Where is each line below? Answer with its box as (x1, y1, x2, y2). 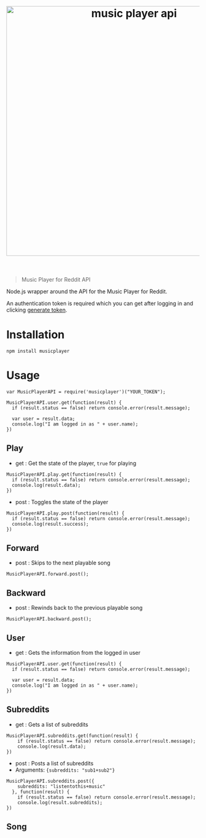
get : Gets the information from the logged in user (15, 649, 141, 657)
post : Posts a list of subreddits (15, 759, 94, 767)
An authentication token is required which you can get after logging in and (6, 299, 194, 307)
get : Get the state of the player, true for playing (15, 459, 137, 467)
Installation (6, 328, 65, 342)
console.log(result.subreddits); (17, 799, 103, 805)
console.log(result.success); (12, 521, 89, 527)
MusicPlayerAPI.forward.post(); (6, 571, 89, 577)
